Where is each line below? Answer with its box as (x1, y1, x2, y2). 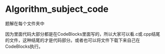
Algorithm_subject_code (5, 3, 109, 15)
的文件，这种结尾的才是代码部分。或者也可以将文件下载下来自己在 (5, 37, 140, 43)
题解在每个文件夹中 (5, 20, 45, 26)
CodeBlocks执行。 (5, 43, 43, 49)
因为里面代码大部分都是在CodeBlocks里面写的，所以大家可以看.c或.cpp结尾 (5, 31, 161, 37)
